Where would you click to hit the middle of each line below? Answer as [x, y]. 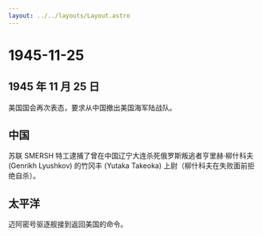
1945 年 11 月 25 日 [54, 87]
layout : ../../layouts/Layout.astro [69, 16]
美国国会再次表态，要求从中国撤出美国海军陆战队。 [92, 107]
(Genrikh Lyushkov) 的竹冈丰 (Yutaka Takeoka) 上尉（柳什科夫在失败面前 [128, 166]
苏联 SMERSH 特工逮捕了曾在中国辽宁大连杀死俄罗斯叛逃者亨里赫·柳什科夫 [131, 156]
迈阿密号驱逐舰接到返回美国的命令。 [68, 224]
